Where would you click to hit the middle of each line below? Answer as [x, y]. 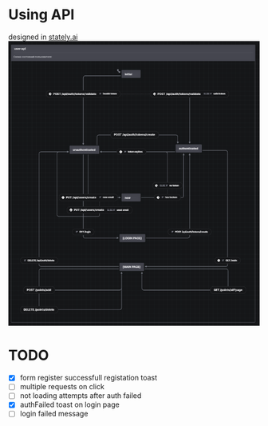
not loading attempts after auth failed [81, 396]
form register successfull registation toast [89, 378]
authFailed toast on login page [69, 404]
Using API [41, 15]
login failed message [54, 414]
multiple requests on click [62, 387]
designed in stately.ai [43, 37]
